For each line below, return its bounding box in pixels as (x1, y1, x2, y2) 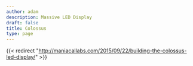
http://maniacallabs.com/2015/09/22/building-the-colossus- (38, 47, 187, 54)
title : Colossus (6, 25, 47, 32)
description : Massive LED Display (6, 14, 93, 20)
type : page (6, 31, 33, 37)
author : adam (6, 8, 39, 15)
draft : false (6, 20, 39, 26)
